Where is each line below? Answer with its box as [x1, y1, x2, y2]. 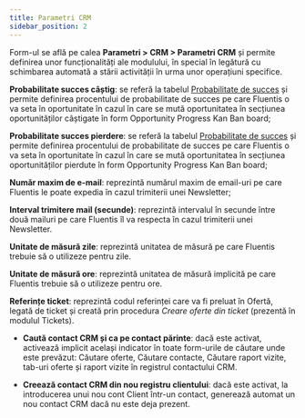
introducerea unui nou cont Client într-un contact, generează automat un [22, 388, 296, 400]
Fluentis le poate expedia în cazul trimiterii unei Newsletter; [9, 186, 231, 197]
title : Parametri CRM [9, 13, 92, 23]
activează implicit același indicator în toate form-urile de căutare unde [22, 342, 286, 353]
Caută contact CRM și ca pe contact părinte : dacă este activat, [22, 333, 262, 343]
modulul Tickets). [9, 314, 75, 325]
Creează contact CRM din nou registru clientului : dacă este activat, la [22, 379, 289, 390]
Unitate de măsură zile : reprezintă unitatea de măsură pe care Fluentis [9, 241, 276, 252]
